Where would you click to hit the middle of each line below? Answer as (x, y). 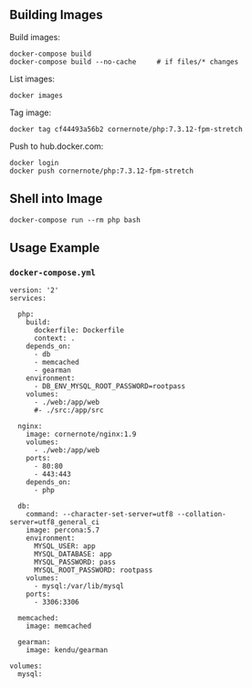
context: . (54, 339)
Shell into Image (56, 199)
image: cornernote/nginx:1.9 (81, 434)
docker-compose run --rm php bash (75, 220)
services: (28, 299)
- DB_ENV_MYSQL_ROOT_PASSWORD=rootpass (109, 386)
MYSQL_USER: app (64, 546)
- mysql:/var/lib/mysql (79, 587)
